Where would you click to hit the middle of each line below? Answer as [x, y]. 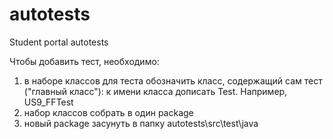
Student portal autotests [59, 42]
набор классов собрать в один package [108, 112]
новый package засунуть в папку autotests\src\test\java [141, 123]
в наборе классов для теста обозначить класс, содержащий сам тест [173, 80]
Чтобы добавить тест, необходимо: [84, 61]
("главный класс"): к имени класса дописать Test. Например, [155, 91]
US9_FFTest [48, 102]
